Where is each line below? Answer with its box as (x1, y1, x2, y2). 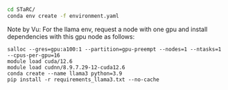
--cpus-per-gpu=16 (7, 52, 60, 59)
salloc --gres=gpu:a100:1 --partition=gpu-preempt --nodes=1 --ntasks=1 (7, 46, 222, 53)
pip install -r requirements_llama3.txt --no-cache (7, 76, 159, 83)
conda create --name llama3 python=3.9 (7, 70, 123, 78)
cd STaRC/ (7, 6, 36, 13)
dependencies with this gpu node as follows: (7, 33, 135, 41)
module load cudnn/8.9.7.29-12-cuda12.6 (7, 64, 126, 71)
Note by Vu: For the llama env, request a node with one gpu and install (7, 25, 208, 34)
